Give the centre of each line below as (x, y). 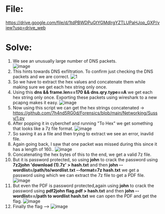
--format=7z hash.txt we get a (107, 170)
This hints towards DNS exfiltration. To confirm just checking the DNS (83, 71)
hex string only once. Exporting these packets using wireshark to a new (85, 97)
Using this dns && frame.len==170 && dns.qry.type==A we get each (82, 92)
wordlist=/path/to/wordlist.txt (44, 170)
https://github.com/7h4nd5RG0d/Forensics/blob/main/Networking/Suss (85, 113)
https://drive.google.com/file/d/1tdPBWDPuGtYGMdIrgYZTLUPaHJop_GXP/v (83, 22)
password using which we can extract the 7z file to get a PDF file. (79, 175)
